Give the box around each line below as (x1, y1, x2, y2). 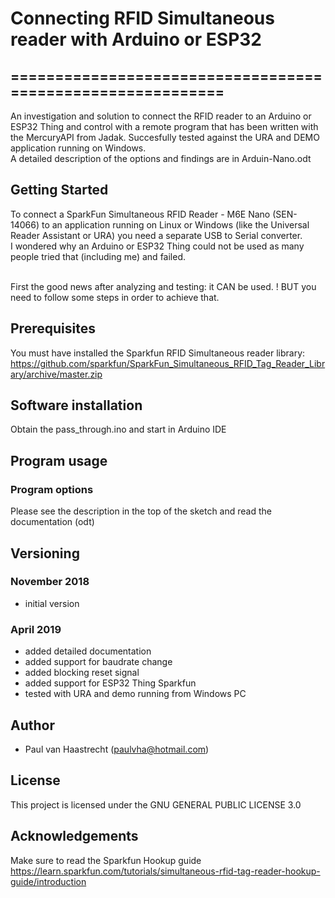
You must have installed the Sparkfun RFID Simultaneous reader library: (10, 347, 306, 359)
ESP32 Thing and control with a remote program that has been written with (10, 121, 319, 132)
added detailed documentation (24, 645, 152, 657)
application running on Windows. (10, 142, 147, 154)
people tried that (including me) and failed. (10, 250, 186, 262)
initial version (24, 597, 80, 609)
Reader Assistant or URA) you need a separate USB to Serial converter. (10, 229, 303, 241)
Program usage (10, 452, 108, 469)
